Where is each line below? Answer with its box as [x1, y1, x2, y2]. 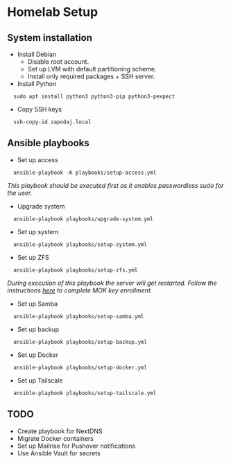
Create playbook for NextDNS [17, 427, 103, 435]
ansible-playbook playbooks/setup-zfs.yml [13, 266, 138, 274]
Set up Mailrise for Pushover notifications [17, 442, 136, 450]
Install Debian [17, 50, 57, 58]
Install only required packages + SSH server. [27, 72, 155, 80]
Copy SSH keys [17, 105, 62, 113]
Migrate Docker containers [17, 434, 94, 442]
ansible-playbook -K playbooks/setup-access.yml [13, 169, 157, 176]
